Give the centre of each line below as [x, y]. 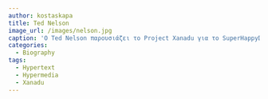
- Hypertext [35, 68]
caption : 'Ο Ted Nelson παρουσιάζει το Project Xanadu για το [114, 38]
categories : [28, 46]
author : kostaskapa [41, 16]
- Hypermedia [37, 75]
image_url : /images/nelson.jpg [60, 30]
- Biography [35, 53]
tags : [17, 61]
